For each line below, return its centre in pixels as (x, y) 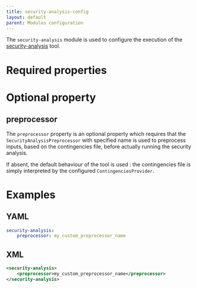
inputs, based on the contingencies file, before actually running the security (99, 146)
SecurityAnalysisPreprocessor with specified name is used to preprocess (96, 140)
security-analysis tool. (33, 46)
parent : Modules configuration (45, 23)
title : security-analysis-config (47, 12)
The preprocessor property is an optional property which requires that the (96, 134)
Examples (31, 195)
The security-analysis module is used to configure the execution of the (94, 40)
